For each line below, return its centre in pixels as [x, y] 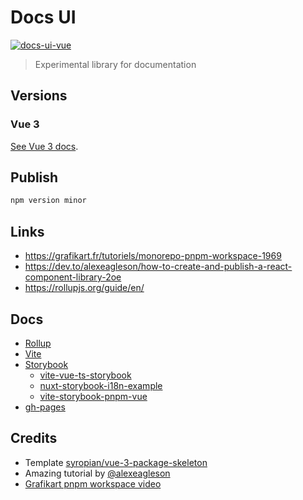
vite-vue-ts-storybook [85, 375]
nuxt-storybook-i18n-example [101, 385]
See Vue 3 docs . [44, 146]
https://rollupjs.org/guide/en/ [84, 288]
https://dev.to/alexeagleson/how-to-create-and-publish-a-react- [158, 267]
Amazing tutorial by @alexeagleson [97, 473]
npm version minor [48, 201]
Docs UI [43, 17]
